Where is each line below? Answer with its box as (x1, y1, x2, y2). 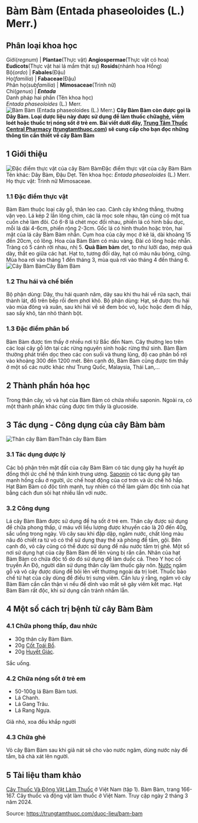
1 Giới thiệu (6, 149, 48, 159)
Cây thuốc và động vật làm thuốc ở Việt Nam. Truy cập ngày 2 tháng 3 (17, 792, 188, 799)
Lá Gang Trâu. (14, 700, 50, 707)
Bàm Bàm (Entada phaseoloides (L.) (6, 4, 185, 18)
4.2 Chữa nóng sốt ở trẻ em (6, 674, 86, 682)
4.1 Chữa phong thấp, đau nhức (6, 622, 98, 630)
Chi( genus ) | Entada (6, 88, 56, 94)
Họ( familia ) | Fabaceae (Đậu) (6, 75, 77, 82)
